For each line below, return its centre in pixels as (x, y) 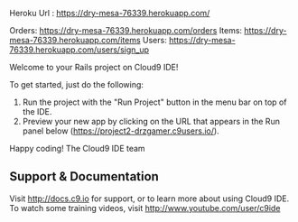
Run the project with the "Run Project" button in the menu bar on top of (154, 102)
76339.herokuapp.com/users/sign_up (79, 50)
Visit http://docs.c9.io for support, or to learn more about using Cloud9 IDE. (149, 199)
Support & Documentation (84, 176)
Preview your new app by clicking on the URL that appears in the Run (151, 121)
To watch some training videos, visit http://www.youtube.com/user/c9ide (145, 208)
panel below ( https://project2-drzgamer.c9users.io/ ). (121, 131)
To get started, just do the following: (77, 84)
